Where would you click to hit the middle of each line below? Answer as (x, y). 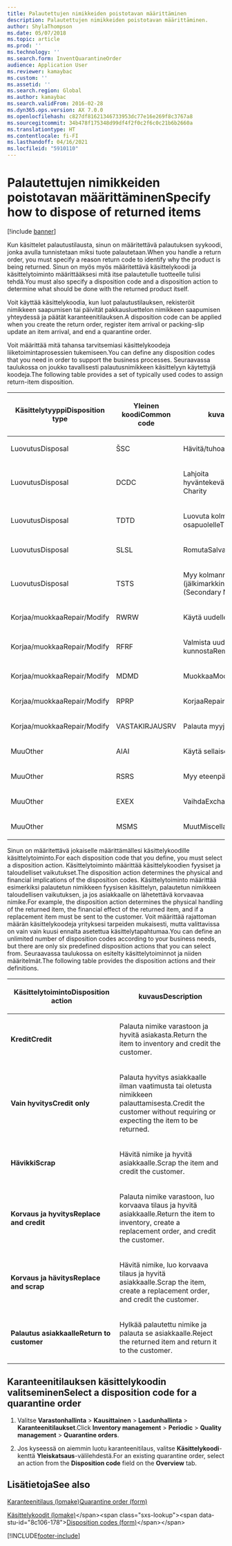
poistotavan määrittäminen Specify (109, 197)
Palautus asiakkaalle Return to (61, 1333)
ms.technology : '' (33, 53)
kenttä (26, 1455)
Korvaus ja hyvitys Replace (56, 1213)
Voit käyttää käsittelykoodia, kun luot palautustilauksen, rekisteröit (101, 302)
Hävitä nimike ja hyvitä (156, 1154)
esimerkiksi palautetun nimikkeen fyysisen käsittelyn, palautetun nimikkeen (114, 887)
